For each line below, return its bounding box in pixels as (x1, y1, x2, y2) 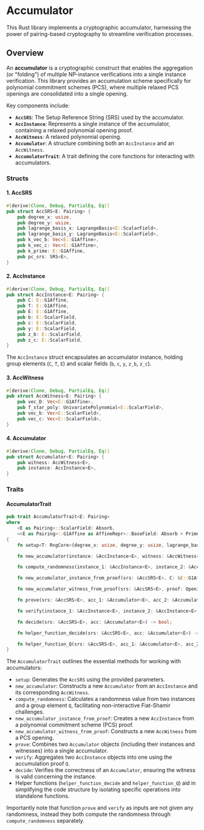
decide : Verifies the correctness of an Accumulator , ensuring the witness (15, 767, 196, 774)
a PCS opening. (15, 734, 55, 742)
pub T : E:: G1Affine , (17, 303, 69, 309)
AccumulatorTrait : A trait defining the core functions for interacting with (15, 152, 195, 160)
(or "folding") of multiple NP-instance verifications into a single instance (6, 71, 186, 78)
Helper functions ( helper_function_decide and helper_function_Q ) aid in (15, 779, 196, 787)
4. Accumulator (6, 435, 47, 442)
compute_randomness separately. (6, 817, 85, 825)
